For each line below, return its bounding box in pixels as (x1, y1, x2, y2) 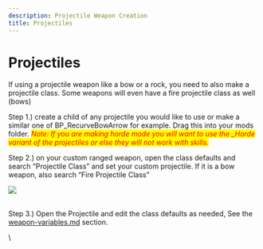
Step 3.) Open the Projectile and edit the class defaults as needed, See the (8, 209, 253, 219)
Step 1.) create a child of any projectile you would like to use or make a (8, 113, 241, 122)
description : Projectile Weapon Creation (8, 11, 148, 20)
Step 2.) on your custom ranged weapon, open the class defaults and (8, 153, 236, 163)
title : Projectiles (8, 19, 73, 27)
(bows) (8, 97, 32, 106)
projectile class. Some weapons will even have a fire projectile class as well (8, 89, 256, 98)
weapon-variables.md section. (8, 217, 108, 227)
